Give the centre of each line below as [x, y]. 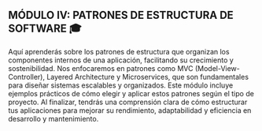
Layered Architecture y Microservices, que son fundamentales [148, 77]
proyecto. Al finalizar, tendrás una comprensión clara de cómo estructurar [128, 102]
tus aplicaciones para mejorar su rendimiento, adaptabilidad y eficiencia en [130, 110]
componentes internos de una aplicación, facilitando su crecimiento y [121, 60]
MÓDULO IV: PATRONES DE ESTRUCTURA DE [121, 15]
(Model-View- [217, 68]
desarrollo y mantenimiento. [54, 118]
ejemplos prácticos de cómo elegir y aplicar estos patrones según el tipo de [131, 93]
